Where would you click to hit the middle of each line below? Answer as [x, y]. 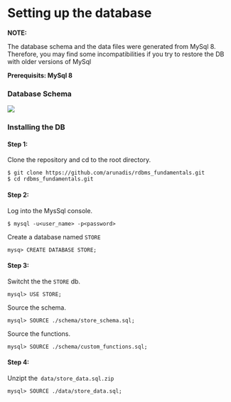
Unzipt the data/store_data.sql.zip [61, 378]
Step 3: [18, 266]
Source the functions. [39, 333]
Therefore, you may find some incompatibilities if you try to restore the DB [116, 54]
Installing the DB [36, 127]
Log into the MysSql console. [50, 210]
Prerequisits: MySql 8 [40, 75]
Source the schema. [37, 308]
